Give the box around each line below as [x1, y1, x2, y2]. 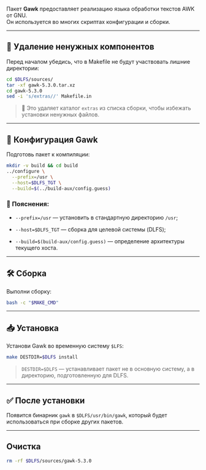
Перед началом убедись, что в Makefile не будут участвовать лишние [6, 58, 191, 65]
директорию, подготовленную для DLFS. [21, 372, 129, 379]
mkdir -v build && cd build [6, 162, 78, 169]
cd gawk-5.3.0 [6, 88, 43, 94]
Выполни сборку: [6, 287, 52, 295]
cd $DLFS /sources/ [6, 76, 53, 82]
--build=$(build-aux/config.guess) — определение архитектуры [15, 237, 185, 244]
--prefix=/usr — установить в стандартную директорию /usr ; [15, 214, 178, 221]
